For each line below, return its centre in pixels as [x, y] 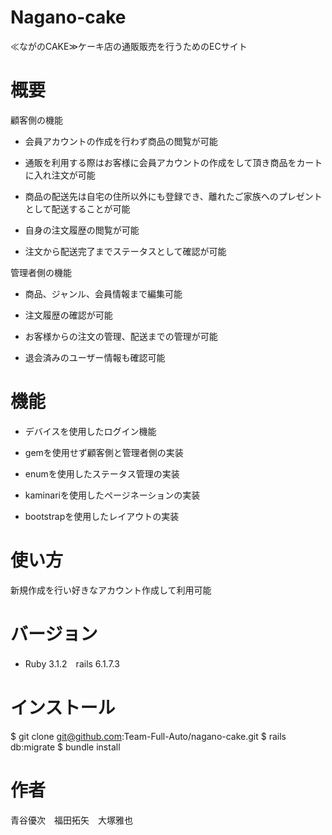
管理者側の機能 [41, 272]
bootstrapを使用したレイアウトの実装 [102, 516]
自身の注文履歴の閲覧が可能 [82, 230]
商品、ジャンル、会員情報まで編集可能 [103, 293]
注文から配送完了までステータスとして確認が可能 [125, 251]
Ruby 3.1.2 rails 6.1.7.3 [72, 663]
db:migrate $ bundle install [65, 747]
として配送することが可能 [77, 208]
